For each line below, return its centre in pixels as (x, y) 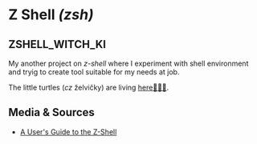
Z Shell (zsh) (51, 15)
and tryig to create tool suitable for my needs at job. (94, 72)
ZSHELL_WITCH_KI (57, 44)
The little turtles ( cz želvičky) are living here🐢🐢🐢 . (89, 87)
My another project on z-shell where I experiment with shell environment (128, 63)
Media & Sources (51, 112)
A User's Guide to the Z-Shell (68, 132)
